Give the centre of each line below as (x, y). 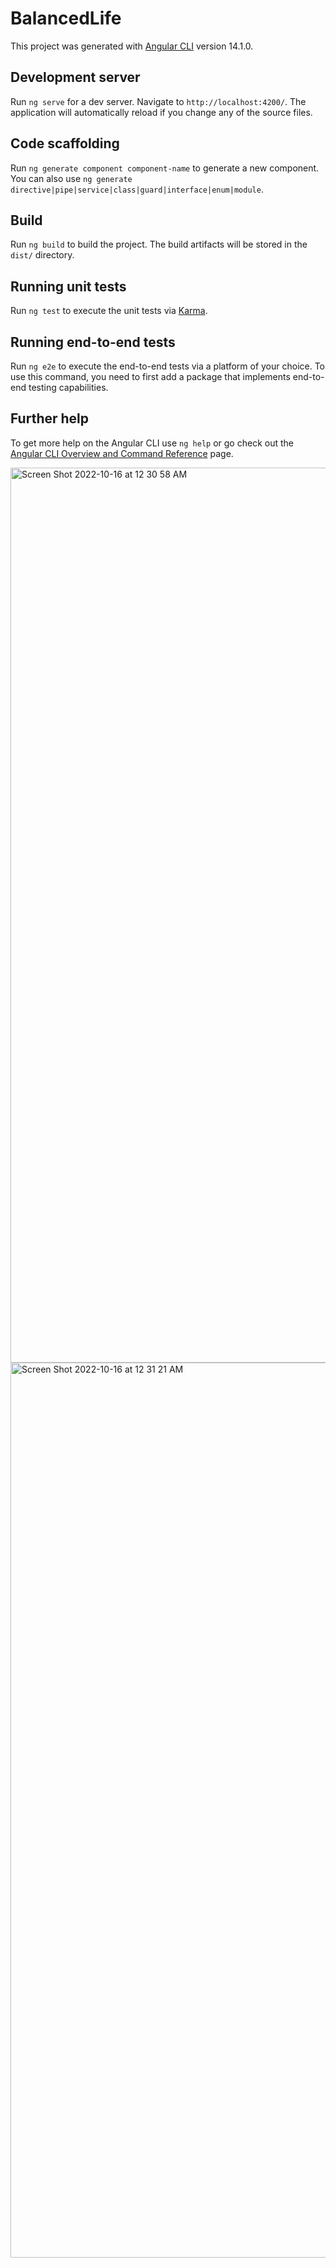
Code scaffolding (65, 143)
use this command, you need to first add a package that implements (150, 376)
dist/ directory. (42, 255)
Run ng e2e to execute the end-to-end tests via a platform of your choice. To (168, 366)
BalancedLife (66, 18)
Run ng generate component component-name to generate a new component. (165, 168)
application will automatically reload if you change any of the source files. (161, 112)
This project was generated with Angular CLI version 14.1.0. (132, 46)
